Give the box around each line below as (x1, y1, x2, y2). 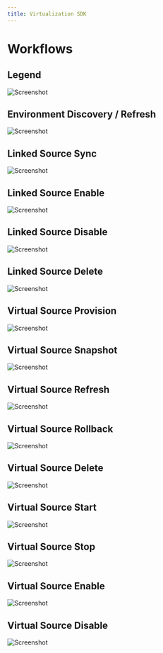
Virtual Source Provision (7, 305, 117, 317)
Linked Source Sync (7, 147, 97, 159)
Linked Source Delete (7, 266, 104, 278)
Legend (7, 69, 42, 81)
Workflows (7, 40, 73, 57)
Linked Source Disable (7, 226, 108, 238)
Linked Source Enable (7, 187, 105, 199)
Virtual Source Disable (7, 619, 108, 631)
